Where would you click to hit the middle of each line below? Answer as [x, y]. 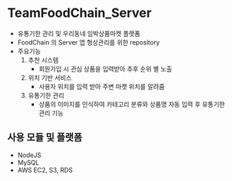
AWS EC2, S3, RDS [45, 170]
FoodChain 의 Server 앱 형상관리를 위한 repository [88, 42]
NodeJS [29, 155]
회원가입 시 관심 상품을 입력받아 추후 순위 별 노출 [105, 69]
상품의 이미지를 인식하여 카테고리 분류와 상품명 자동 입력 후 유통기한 [132, 104]
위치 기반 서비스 [50, 77]
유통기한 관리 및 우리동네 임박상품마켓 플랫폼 [79, 33]
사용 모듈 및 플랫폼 [45, 138]
